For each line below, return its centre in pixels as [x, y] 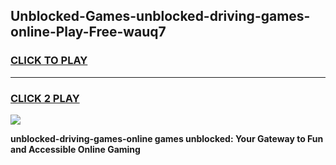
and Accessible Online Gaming [75, 149]
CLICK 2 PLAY [45, 98]
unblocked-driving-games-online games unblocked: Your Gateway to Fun [167, 138]
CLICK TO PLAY [49, 61]
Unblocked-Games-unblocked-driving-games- [160, 16]
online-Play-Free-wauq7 [88, 32]
